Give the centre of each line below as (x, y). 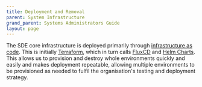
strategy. (17, 77)
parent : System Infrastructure (46, 17)
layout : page (23, 28)
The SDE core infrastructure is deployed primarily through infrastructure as (99, 46)
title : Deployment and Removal (46, 12)
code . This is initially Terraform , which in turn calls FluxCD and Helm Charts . (101, 52)
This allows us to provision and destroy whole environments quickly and (96, 58)
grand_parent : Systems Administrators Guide (63, 23)
